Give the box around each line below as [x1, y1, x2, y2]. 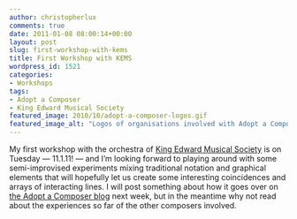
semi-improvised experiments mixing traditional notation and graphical [9, 162, 267, 173]
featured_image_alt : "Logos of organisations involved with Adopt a [9, 120, 267, 129]
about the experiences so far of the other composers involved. [9, 200, 237, 210]
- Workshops [9, 79, 53, 87]
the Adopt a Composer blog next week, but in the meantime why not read [9, 191, 277, 201]
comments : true [9, 21, 65, 30]
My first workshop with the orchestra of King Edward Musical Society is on [9, 144, 282, 155]
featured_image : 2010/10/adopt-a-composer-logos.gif [9, 111, 208, 120]
